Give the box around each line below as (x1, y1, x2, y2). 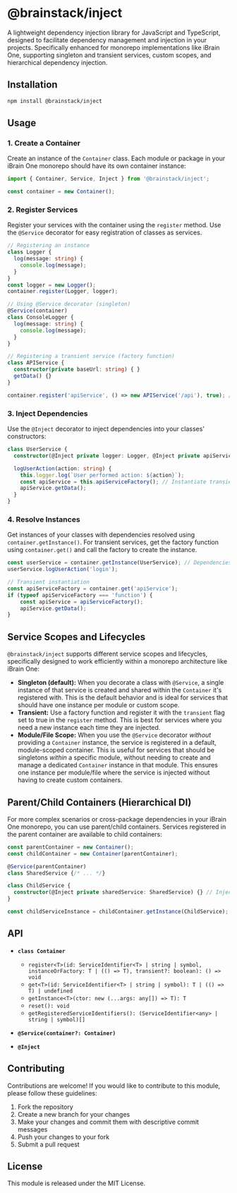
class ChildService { (7, 882, 71, 889)
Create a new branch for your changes (17, 1110, 130, 1118)
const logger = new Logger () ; (7, 281, 97, 289)
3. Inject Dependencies (7, 408, 88, 418)
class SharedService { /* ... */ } (7, 870, 106, 877)
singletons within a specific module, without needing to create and (17, 753, 212, 762)
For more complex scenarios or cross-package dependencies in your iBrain (7, 815, 227, 823)
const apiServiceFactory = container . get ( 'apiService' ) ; (7, 584, 178, 592)
